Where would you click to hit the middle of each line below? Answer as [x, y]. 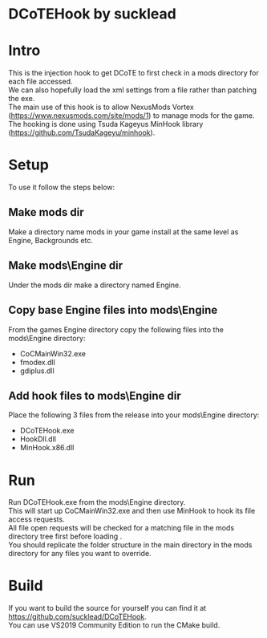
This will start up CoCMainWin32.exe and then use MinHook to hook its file [132, 511]
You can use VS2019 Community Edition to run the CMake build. [114, 625]
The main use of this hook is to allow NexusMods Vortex [101, 107]
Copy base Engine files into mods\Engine [113, 310]
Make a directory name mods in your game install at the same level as [123, 232]
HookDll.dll [38, 439]
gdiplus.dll [37, 371]
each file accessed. [41, 82]
